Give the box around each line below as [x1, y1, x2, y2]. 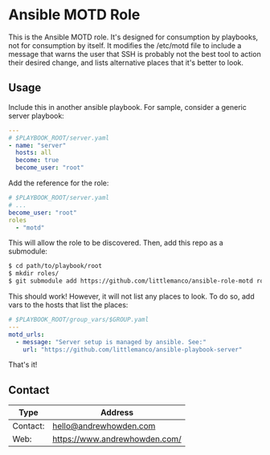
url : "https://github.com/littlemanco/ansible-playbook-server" [22, 345, 243, 354]
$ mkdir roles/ [8, 270, 59, 278]
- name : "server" [8, 141, 67, 149]
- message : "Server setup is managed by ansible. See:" [15, 338, 207, 346]
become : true [15, 156, 59, 165]
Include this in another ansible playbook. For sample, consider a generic [8, 102, 247, 112]
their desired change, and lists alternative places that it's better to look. [8, 58, 243, 67]
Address [100, 407, 134, 418]
